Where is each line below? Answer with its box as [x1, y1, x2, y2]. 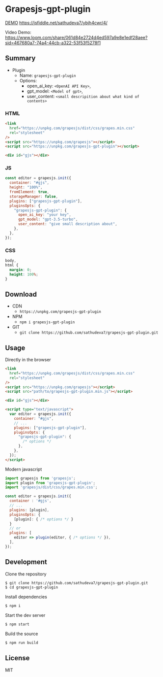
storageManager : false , [9, 194, 58, 199]
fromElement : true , [9, 190, 50, 195]
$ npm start [5, 622, 29, 627]
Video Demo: [5, 29, 32, 35]
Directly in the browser [5, 357, 52, 363]
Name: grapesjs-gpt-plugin [19, 72, 76, 78]
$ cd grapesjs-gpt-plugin [5, 585, 58, 590]
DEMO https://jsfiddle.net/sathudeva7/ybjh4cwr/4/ [5, 20, 108, 26]
